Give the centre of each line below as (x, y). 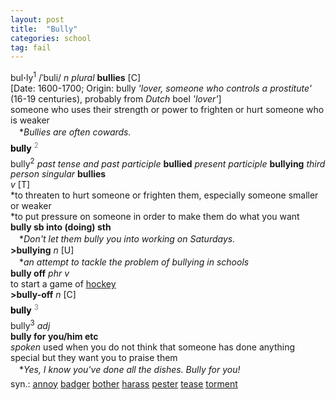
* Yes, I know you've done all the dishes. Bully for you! (129, 369)
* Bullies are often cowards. (75, 132)
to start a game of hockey (63, 284)
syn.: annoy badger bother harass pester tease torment (124, 383)
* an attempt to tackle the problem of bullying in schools (134, 262)
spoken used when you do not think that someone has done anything (153, 347)
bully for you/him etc (54, 336)
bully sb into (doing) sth (61, 227)
